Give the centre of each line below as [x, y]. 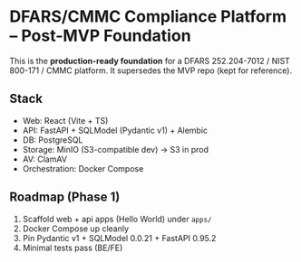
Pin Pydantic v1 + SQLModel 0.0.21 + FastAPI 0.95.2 [119, 238]
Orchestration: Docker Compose [83, 168]
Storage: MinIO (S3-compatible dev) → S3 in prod [116, 149]
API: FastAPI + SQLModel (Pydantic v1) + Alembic [115, 130]
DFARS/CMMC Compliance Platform [148, 17]
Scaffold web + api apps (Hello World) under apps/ [117, 219]
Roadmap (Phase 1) [65, 197]
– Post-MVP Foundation [101, 36]
